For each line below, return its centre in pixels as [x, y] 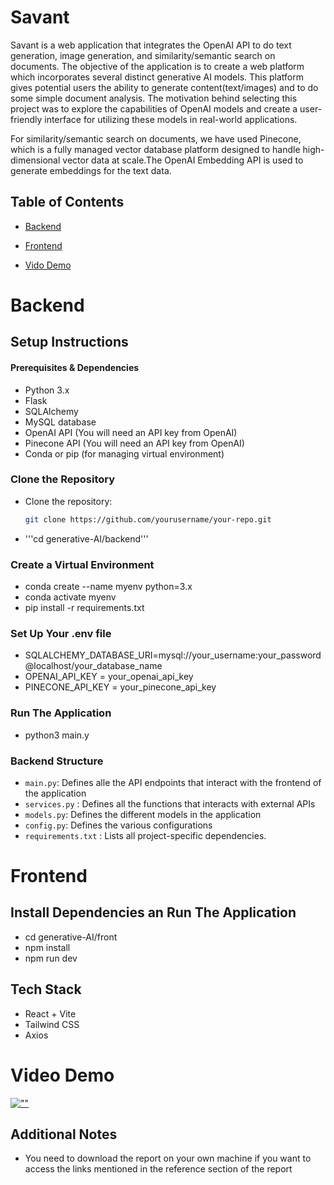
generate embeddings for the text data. [91, 170]
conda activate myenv [70, 597]
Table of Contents [67, 202]
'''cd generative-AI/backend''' [86, 538]
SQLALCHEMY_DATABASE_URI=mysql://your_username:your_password [173, 655]
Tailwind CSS [52, 1024]
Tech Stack [46, 989]
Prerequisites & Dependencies [75, 367]
